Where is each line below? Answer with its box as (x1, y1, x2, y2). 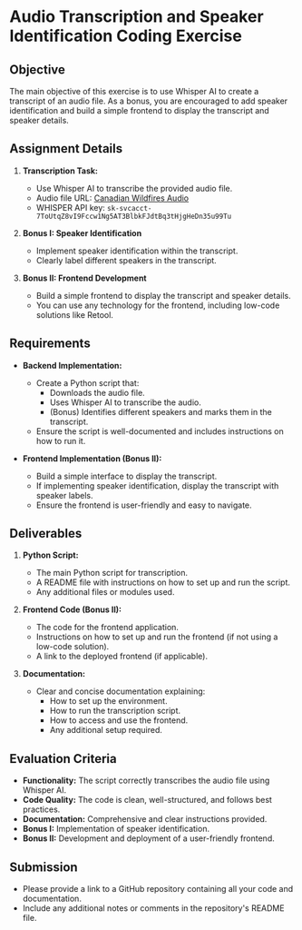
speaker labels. (35, 490, 93, 500)
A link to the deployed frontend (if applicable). (35, 651, 209, 662)
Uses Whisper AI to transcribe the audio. (49, 397, 201, 408)
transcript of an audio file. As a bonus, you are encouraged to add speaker (9, 95, 288, 106)
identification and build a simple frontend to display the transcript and (9, 105, 269, 115)
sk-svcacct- (107, 203, 152, 213)
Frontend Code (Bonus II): (22, 604, 122, 615)
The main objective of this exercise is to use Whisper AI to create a (9, 86, 259, 96)
